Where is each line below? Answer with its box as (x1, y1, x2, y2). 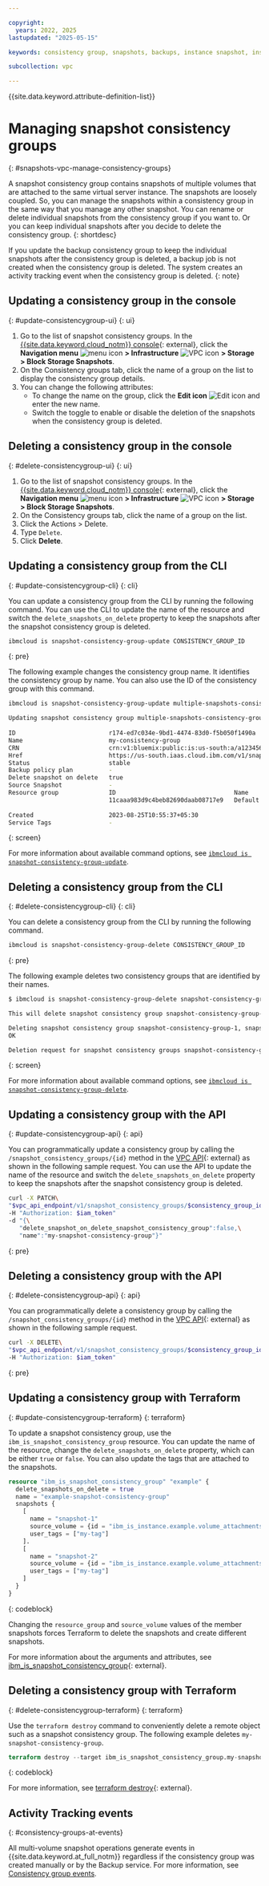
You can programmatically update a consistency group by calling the (8, 1144, 235, 1155)
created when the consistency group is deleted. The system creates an (8, 262, 243, 273)
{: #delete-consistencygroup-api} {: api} (8, 1290, 141, 1300)
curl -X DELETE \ (8, 1338, 62, 1347)
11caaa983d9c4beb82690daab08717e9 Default (108, 795, 260, 804)
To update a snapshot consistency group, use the (8, 1428, 172, 1438)
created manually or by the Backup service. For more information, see (8, 1860, 239, 1870)
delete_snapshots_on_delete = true (15, 1485, 134, 1493)
